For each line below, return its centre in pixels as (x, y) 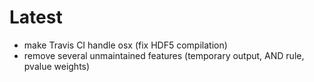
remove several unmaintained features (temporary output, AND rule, (164, 55)
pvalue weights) (57, 66)
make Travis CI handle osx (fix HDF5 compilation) (125, 45)
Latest (36, 17)
